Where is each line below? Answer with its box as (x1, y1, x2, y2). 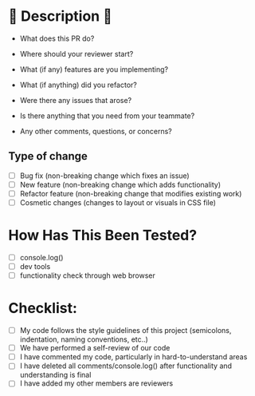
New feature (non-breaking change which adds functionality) (19, 180, 222, 189)
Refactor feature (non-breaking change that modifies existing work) (19, 188, 242, 198)
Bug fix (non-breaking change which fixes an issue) (19, 171, 190, 180)
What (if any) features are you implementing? (19, 64, 169, 74)
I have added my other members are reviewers (19, 378, 174, 388)
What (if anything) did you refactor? (19, 80, 137, 89)
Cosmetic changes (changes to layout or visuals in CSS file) (19, 197, 217, 207)
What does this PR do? (19, 34, 95, 43)
